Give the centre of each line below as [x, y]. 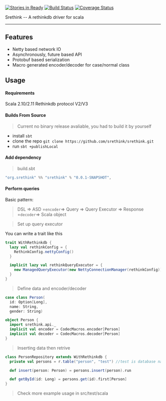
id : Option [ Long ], [29, 302]
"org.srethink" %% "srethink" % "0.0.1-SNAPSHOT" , [58, 178]
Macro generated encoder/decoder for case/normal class [71, 65]
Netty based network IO [37, 49]
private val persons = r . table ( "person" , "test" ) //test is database [83, 362]
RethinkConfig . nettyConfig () [44, 252]
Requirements [20, 93]
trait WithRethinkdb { [28, 242]
